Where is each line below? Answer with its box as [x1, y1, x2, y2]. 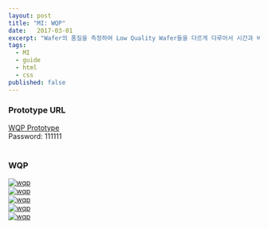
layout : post [8, 11, 52, 20]
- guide [15, 57, 41, 65]
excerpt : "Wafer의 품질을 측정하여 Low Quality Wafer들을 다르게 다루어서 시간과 [8, 34, 254, 42]
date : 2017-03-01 [8, 26, 73, 34]
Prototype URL [8, 105, 66, 116]
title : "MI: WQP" [8, 19, 66, 27]
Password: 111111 [8, 131, 62, 140]
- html [15, 64, 37, 72]
